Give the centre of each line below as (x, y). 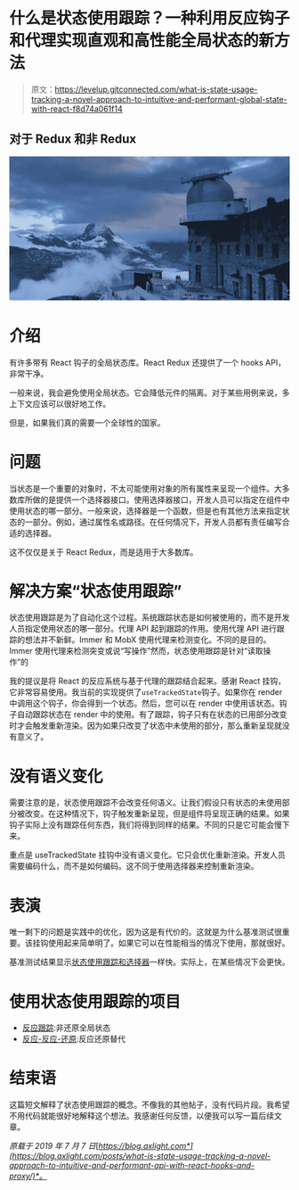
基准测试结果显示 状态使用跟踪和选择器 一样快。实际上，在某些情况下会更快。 (149, 962)
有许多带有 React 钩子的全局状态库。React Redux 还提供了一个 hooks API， (148, 362)
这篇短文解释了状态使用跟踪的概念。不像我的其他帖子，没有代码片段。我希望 (149, 1105)
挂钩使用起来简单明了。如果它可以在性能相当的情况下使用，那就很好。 (161, 943)
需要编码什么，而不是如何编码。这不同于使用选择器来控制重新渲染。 (134, 866)
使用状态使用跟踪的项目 (95, 1001)
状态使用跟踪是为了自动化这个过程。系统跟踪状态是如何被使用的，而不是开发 (149, 617)
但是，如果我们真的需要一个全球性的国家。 (87, 422)
